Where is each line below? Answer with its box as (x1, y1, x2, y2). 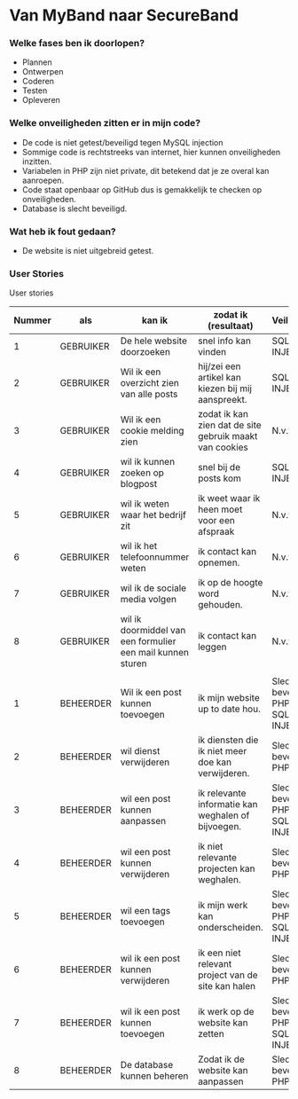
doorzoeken (120, 346, 171, 358)
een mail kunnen (120, 647, 189, 659)
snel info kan (198, 334, 251, 347)
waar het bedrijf (120, 509, 186, 522)
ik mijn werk (198, 899, 248, 912)
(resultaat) (208, 320, 255, 333)
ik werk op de (198, 1006, 255, 1018)
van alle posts (120, 388, 178, 400)
